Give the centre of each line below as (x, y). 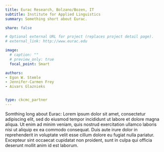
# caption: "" (24, 55)
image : (12, 50)
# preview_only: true (32, 59)
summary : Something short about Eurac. (46, 19)
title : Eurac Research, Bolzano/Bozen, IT (50, 10)
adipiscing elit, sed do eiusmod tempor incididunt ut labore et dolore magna (82, 119)
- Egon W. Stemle (23, 77)
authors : (14, 73)
